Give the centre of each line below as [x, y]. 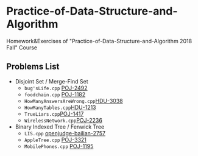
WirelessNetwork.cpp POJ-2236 [63, 120]
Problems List [33, 67]
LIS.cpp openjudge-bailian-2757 [65, 133]
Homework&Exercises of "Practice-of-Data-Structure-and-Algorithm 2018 [99, 41]
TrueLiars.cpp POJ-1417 [54, 113]
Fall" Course [22, 48]
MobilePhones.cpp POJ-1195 [59, 146]
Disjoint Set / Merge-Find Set [51, 81]
